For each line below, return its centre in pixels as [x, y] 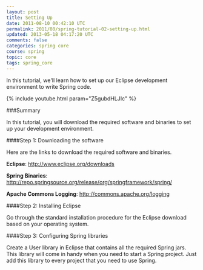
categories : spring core [38, 46]
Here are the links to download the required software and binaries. [89, 152]
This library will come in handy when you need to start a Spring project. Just [101, 254]
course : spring [25, 52]
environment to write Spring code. [49, 86]
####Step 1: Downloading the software [55, 140]
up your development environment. [50, 128]
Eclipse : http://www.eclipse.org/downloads [61, 164]
